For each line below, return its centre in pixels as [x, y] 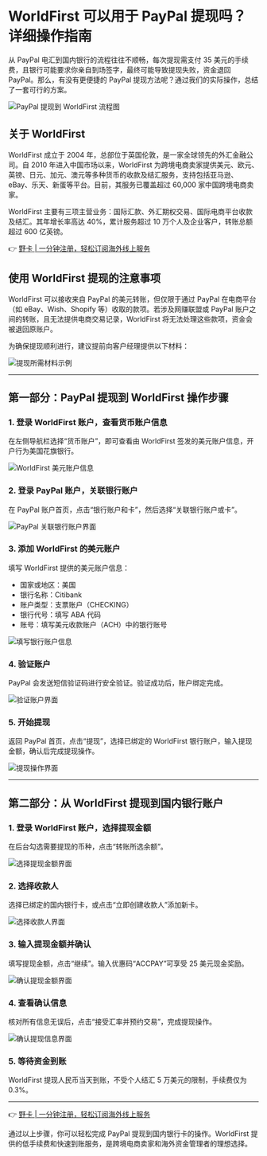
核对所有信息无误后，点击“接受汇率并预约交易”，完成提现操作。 [112, 1022]
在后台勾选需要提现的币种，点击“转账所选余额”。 [88, 847]
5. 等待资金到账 [37, 1061]
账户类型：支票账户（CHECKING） [76, 604]
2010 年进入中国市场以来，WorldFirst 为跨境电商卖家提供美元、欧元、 [145, 165]
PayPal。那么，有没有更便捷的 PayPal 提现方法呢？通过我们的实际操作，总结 [133, 80]
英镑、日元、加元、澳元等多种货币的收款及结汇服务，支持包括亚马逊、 [123, 174]
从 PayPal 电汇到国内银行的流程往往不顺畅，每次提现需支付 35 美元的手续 [128, 60]
